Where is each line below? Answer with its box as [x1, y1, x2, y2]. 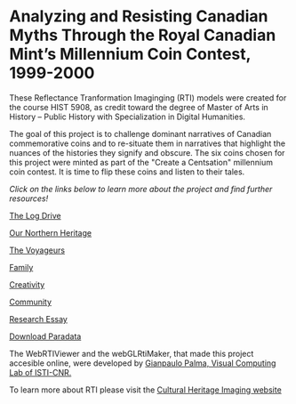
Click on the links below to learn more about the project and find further [9, 183, 273, 194]
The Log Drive [9, 210, 61, 221]
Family [9, 262, 34, 272]
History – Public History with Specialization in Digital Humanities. [9, 111, 246, 122]
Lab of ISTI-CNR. [9, 367, 72, 377]
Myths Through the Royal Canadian [9, 25, 276, 45]
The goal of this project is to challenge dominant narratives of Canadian [9, 128, 272, 139]
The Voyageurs [9, 245, 65, 255]
